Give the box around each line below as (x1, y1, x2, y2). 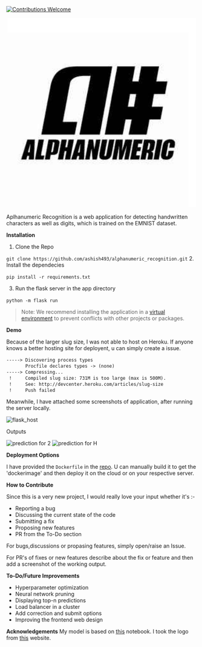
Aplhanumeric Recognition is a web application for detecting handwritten (6, 213, 188, 221)
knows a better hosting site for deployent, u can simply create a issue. (6, 345, 181, 351)
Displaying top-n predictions (15, 597, 86, 604)
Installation (6, 231, 35, 239)
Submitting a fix (15, 518, 54, 525)
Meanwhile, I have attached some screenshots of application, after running (6, 398, 193, 405)
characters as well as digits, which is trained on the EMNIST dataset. (6, 220, 177, 227)
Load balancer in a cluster (15, 603, 80, 610)
